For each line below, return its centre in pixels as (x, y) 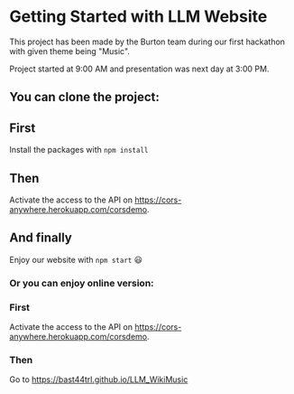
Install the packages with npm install (79, 150)
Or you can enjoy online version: (82, 283)
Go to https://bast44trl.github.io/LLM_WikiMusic (99, 380)
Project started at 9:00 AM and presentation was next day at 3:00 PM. (139, 69)
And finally (41, 238)
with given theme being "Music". (70, 51)
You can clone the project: (84, 97)
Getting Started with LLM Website (138, 17)
